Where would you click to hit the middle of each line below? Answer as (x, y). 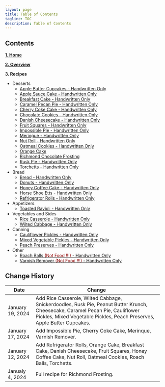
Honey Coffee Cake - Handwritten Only (59, 188)
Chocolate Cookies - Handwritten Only (59, 115)
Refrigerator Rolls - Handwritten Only (57, 198)
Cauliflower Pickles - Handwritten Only (59, 235)
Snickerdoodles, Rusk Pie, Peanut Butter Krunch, (92, 304)
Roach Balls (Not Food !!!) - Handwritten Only (65, 256)
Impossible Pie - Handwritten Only (54, 130)
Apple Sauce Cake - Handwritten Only (58, 94)
